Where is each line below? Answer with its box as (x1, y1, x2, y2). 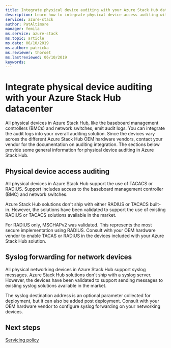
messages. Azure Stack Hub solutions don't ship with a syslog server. (5, 272, 152, 278)
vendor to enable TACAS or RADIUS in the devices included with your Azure (5, 233, 164, 239)
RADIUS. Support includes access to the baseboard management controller (5, 186, 164, 192)
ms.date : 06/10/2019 (5, 41, 49, 46)
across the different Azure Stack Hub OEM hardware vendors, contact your (5, 136, 163, 142)
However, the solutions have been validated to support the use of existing (11, 207, 166, 213)
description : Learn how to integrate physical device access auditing (5, 12, 158, 17)
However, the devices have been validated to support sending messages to (5, 277, 163, 283)
